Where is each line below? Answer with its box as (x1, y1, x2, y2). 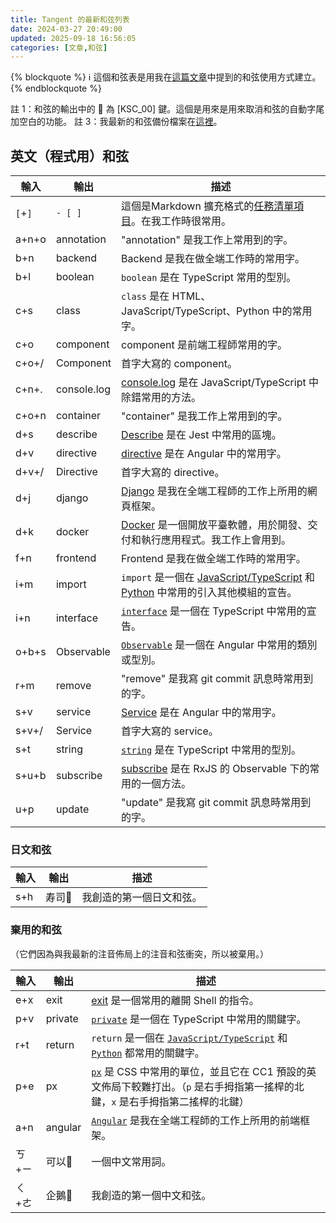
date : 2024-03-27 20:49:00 (10, 24, 123, 34)
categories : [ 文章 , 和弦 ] (10, 42, 108, 53)
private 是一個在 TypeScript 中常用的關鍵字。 (91, 1012, 307, 1026)
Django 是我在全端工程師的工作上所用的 (121, 484, 308, 498)
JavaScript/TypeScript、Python (121, 304, 270, 318)
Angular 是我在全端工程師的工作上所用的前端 (91, 1113, 300, 1127)
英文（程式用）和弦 (10, 147, 129, 165)
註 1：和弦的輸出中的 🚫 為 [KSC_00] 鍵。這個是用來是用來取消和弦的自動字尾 (10, 103, 325, 115)
